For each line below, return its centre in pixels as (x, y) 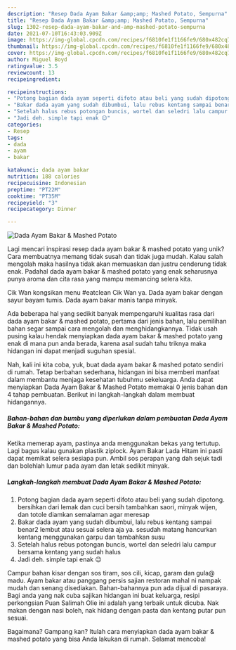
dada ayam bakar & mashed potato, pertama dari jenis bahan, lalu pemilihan (117, 321)
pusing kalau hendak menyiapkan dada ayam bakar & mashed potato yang (115, 336)
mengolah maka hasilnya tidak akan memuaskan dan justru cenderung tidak (117, 264)
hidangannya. (27, 402)
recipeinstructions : (38, 92)
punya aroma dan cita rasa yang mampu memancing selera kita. (100, 279)
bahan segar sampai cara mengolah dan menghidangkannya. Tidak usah (112, 329)
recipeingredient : (34, 79)
